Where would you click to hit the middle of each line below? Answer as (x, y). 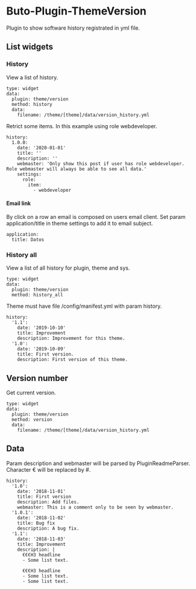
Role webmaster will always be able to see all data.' (77, 169)
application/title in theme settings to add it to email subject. (80, 223)
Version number (37, 378)
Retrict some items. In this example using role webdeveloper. (82, 126)
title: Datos (28, 239)
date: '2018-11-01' (42, 491)
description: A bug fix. (48, 528)
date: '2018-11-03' (42, 539)
